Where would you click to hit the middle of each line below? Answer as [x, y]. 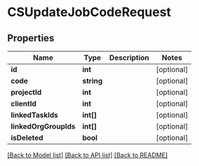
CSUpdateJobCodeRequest [89, 12]
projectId [26, 92]
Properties [31, 38]
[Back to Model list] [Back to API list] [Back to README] [88, 155]
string [92, 81]
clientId [24, 104]
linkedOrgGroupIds [43, 126]
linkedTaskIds [34, 115]
